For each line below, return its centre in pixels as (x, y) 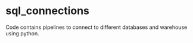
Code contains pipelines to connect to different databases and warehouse (96, 27)
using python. (22, 33)
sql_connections (48, 11)
